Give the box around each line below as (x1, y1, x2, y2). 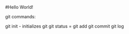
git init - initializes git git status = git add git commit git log (5, 23, 125, 29)
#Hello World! (5, 4, 33, 10)
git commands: (5, 14, 36, 19)
